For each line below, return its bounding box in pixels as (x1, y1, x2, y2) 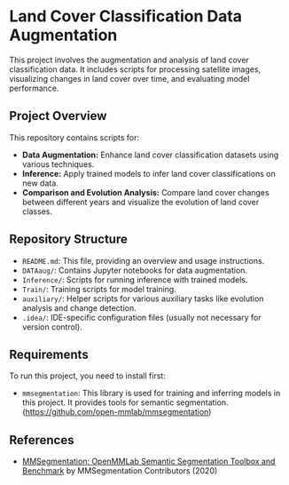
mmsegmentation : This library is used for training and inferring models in (21, 388, 281, 399)
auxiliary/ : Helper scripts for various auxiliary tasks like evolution (21, 293, 264, 304)
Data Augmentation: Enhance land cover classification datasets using (21, 149, 279, 160)
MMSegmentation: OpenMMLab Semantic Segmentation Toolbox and (21, 456, 276, 467)
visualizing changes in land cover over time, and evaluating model (9, 73, 250, 83)
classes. (21, 206, 53, 217)
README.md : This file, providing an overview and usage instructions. (21, 255, 265, 266)
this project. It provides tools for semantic (21, 397, 175, 408)
